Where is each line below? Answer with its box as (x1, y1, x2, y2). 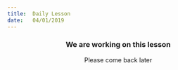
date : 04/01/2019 (7, 17, 65, 24)
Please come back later (84, 55, 153, 64)
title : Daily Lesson (7, 10, 71, 17)
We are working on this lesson (65, 40, 171, 50)
